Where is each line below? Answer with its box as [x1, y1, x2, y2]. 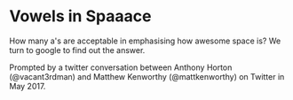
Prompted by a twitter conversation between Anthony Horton [9, 62, 233, 73]
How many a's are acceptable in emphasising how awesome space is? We [9, 35, 281, 46]
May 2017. [9, 81, 46, 91]
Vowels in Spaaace [9, 6, 152, 27]
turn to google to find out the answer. [9, 44, 146, 55]
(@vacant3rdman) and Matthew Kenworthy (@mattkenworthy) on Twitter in [9, 71, 285, 81]
